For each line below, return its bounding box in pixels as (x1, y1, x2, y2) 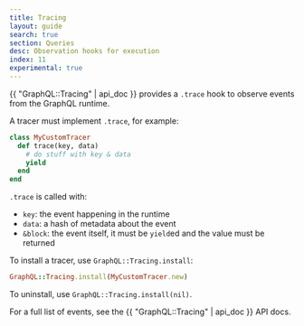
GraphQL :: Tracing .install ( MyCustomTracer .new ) (9, 273, 188, 282)
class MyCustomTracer (9, 133, 91, 142)
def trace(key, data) (17, 141, 100, 150)
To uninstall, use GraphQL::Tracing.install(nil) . (9, 289, 193, 299)
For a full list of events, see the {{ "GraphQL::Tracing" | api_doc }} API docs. (9, 306, 291, 317)
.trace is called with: (9, 191, 88, 202)
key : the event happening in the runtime (22, 209, 170, 219)
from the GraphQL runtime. (9, 98, 110, 108)
